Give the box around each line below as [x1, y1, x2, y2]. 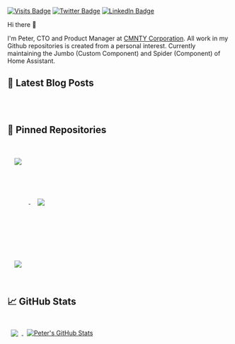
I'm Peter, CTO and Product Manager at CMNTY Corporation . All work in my [7, 34, 229, 42]
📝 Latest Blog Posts [7, 77, 94, 89]
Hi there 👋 [7, 21, 37, 28]
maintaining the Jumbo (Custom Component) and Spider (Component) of [7, 50, 221, 57]
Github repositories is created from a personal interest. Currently [7, 42, 196, 50]
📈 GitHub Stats [7, 296, 76, 308]
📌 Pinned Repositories [7, 124, 107, 136]
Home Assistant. [7, 57, 55, 65]
